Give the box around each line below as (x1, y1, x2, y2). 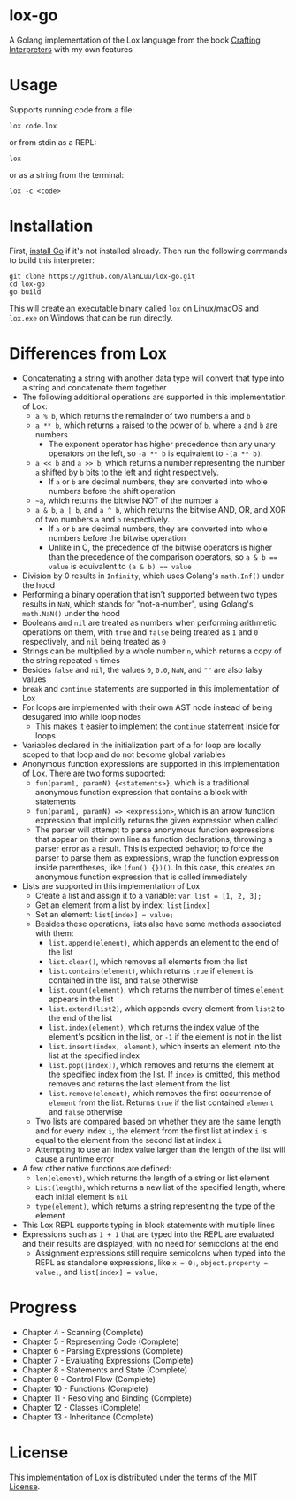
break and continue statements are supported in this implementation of (21, 683, 280, 693)
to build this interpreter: (9, 254, 95, 266)
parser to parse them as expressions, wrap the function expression (34, 852, 280, 863)
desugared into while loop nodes (21, 711, 141, 722)
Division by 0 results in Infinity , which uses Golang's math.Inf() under (21, 570, 285, 581)
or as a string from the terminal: (9, 169, 125, 180)
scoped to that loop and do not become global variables (21, 749, 226, 760)
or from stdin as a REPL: (9, 136, 97, 147)
